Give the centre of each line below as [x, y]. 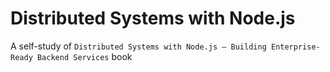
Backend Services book [84, 56]
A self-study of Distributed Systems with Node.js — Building [138, 46]
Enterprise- [295, 47]
